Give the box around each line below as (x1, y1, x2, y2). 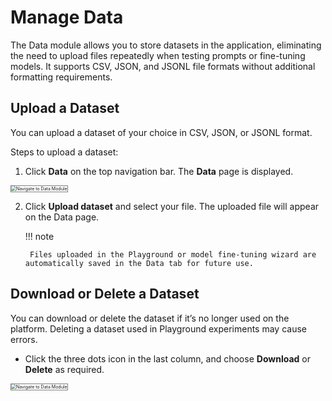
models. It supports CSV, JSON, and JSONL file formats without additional (10, 60, 316, 72)
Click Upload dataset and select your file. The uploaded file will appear (24, 200, 320, 212)
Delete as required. (24, 363, 105, 375)
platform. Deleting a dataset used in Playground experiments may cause (10, 322, 307, 335)
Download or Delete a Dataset (10, 286, 200, 303)
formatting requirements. (10, 71, 113, 83)
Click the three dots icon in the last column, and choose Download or (24, 352, 311, 365)
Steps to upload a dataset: (10, 146, 119, 158)
